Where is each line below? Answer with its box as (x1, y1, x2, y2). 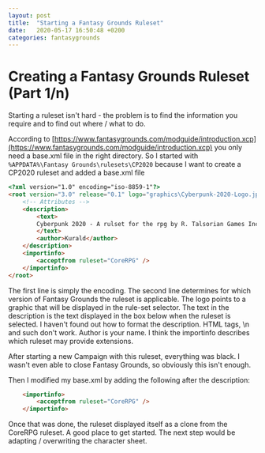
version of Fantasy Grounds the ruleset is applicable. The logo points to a (8, 294, 246, 304)
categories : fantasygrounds (8, 33, 101, 42)
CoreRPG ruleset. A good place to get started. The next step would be (8, 428, 236, 437)
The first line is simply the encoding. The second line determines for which (8, 285, 251, 295)
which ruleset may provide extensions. (8, 336, 134, 345)
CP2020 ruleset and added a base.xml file (8, 168, 145, 178)
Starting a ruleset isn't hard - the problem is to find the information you (8, 111, 238, 120)
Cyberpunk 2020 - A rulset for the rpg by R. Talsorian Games (36, 220, 245, 228)
